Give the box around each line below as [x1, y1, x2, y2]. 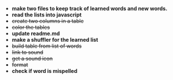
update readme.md [11, 30, 60, 37]
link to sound [11, 49, 44, 55]
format [11, 61, 28, 68]
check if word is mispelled [11, 68, 78, 74]
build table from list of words [11, 42, 82, 49]
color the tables [11, 24, 50, 31]
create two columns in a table [11, 18, 84, 24]
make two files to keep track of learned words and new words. [11, 5, 168, 12]
